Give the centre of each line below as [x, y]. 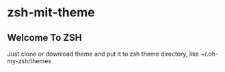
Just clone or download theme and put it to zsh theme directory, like [103, 54]
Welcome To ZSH [44, 38]
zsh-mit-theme [51, 13]
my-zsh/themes [29, 61]
